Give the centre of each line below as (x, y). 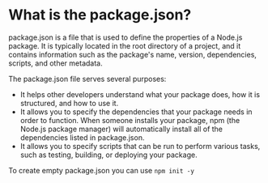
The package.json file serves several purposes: (87, 79)
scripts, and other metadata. (55, 63)
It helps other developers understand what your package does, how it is (140, 94)
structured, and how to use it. (69, 103)
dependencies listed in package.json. (82, 137)
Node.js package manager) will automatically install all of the (121, 129)
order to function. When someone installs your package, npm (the (130, 120)
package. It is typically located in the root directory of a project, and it (125, 45)
